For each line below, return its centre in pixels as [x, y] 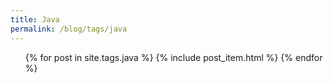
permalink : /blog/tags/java [69, 29]
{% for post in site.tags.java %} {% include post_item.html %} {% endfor [173, 57]
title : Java [35, 19]
